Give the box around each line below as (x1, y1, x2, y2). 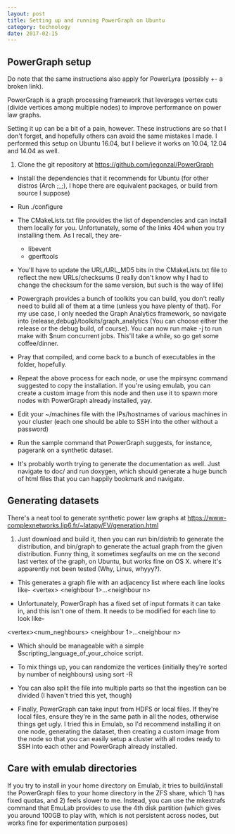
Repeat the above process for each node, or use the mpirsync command (17, 374, 229, 383)
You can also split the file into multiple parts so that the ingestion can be (17, 684, 227, 692)
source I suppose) (17, 189, 70, 198)
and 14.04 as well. (7, 147, 60, 155)
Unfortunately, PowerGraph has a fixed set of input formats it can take (17, 599, 221, 608)
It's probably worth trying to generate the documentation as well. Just (17, 460, 220, 468)
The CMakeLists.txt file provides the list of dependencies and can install (17, 216, 227, 225)
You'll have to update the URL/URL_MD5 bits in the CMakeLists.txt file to (17, 266, 227, 274)
